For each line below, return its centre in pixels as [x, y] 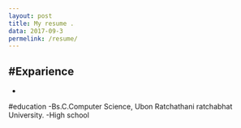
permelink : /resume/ [43, 38]
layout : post [30, 16]
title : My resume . [41, 23]
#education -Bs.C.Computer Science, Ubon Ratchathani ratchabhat [120, 107]
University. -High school [49, 115]
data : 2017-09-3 [36, 31]
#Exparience [41, 71]
